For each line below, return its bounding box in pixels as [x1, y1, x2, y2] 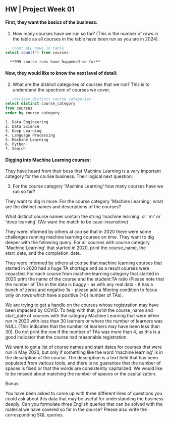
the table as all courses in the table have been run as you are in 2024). [12, 36, 159, 42]
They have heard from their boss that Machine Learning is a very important [5, 168, 161, 174]
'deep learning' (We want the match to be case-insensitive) [5, 219, 129, 225]
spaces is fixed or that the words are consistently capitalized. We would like [5, 365, 163, 371]
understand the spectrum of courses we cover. [12, 86, 110, 92]
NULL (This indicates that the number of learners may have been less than [5, 323, 160, 330]
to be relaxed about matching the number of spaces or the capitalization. [5, 371, 157, 377]
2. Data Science [5, 124, 39, 129]
